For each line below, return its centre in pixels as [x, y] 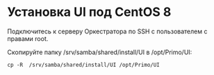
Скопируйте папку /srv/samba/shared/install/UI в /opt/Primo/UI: [100, 52]
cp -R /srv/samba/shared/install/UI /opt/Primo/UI [83, 65]
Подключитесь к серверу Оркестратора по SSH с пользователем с [107, 31]
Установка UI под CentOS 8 [89, 12]
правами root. [28, 38]
